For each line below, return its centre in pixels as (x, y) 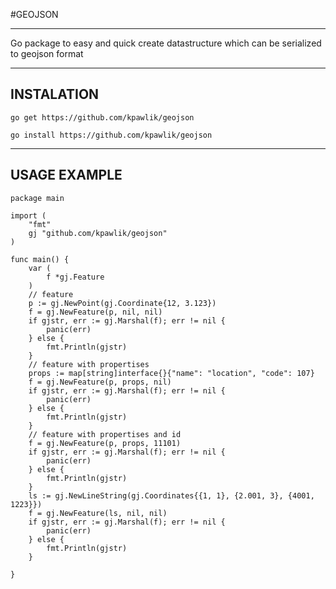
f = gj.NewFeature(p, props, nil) (100, 382)
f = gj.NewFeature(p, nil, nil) (95, 312)
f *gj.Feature (75, 277)
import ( (28, 215)
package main (37, 198)
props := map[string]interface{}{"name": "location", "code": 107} (171, 373)
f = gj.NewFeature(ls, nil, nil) (98, 513)
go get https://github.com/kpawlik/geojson (102, 117)
